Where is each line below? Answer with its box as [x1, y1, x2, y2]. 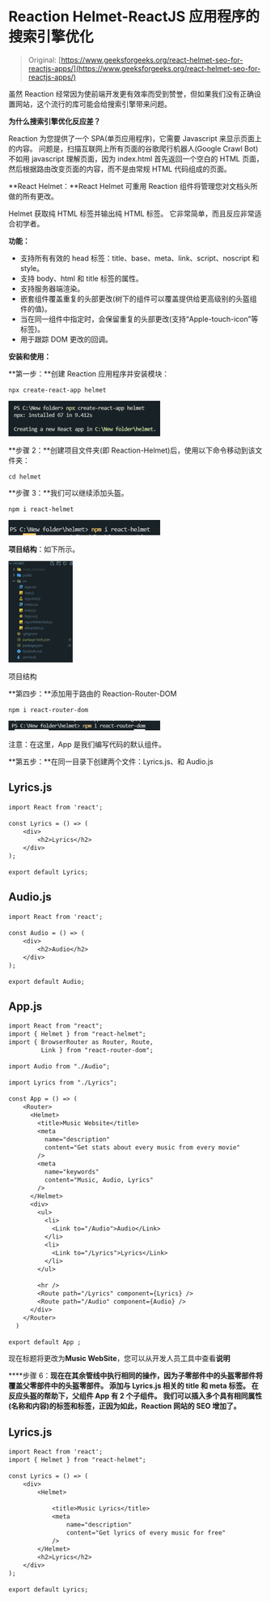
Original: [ [28, 54, 61, 65]
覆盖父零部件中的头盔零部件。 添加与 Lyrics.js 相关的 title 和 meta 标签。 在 [8, 1381, 259, 1391]
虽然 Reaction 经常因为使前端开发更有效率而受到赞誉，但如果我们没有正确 [8, 88, 255, 98]
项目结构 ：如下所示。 [8, 544, 79, 554]
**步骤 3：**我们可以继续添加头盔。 [8, 487, 129, 497]
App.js [8, 999, 43, 1013]
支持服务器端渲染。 [19, 283, 85, 293]
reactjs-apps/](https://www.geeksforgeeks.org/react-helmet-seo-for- [28, 63, 261, 73]
